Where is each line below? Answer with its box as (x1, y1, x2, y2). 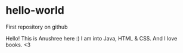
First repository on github (5, 23, 68, 30)
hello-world (5, 4, 65, 17)
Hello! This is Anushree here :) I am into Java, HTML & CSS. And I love (5, 35, 178, 42)
